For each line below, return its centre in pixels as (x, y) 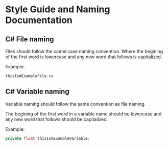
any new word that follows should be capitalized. (57, 119)
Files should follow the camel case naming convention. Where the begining (84, 51)
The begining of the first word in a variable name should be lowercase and (83, 114)
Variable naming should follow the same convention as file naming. (76, 104)
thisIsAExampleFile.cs (29, 76)
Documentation (39, 20)
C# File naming (30, 39)
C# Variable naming (38, 92)
